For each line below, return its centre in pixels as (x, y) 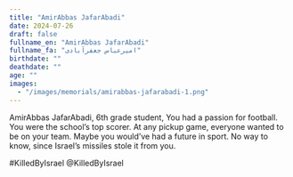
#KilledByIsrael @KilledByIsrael (67, 163)
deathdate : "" (36, 68)
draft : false (33, 34)
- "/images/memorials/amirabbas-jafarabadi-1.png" (113, 92)
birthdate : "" (36, 59)
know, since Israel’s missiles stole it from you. (93, 145)
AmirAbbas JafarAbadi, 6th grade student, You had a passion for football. (144, 117)
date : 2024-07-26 (41, 26)
